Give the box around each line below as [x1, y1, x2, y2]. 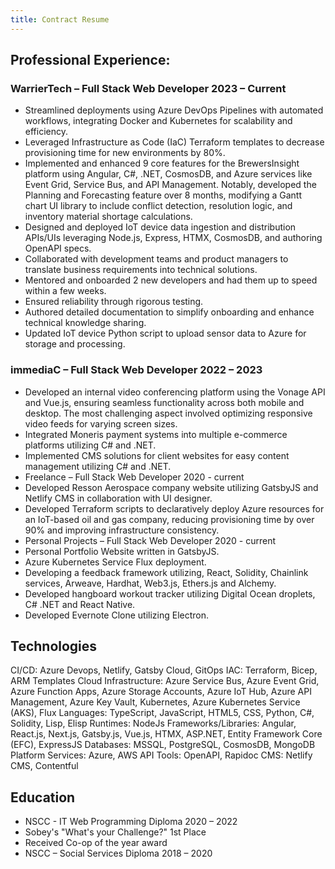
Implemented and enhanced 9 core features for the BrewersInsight [24, 157, 300, 170]
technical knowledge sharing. [24, 317, 147, 329]
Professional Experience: [10, 52, 171, 69]
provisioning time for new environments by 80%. [24, 147, 226, 159]
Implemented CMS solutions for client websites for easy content [24, 449, 290, 461]
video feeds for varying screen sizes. [24, 417, 178, 430]
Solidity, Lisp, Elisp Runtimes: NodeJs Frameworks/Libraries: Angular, [10, 717, 297, 730]
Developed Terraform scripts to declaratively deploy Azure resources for [24, 502, 325, 515]
